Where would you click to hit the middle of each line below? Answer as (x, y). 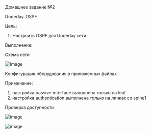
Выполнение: (19, 45)
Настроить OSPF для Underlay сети (49, 36)
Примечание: (19, 83)
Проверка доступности (29, 107)
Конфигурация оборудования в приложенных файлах (61, 74)
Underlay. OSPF (21, 16)
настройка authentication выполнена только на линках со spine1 (79, 98)
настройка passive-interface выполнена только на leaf (69, 93)
